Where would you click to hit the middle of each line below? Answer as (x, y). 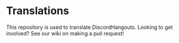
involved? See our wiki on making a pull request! (65, 33)
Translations (38, 11)
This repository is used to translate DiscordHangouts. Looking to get (89, 27)
